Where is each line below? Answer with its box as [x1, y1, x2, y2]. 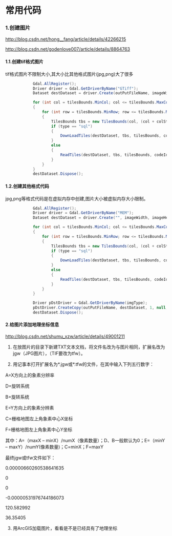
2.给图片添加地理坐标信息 [5, 321, 59, 328]
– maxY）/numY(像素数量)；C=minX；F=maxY [5, 444, 104, 450]
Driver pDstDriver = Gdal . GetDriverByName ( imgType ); [32, 300, 147, 305]
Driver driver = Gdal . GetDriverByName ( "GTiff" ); [32, 86, 139, 91]
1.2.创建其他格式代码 [5, 183, 50, 189]
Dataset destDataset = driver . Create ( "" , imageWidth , [32, 215, 150, 220]
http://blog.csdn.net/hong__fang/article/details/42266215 [5, 36, 126, 43]
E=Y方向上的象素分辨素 [5, 405, 54, 411]
